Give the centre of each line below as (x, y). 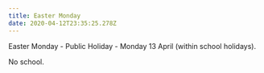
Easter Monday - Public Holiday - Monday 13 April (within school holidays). (132, 46)
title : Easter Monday (45, 16)
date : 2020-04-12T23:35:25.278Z (62, 23)
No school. (26, 62)
